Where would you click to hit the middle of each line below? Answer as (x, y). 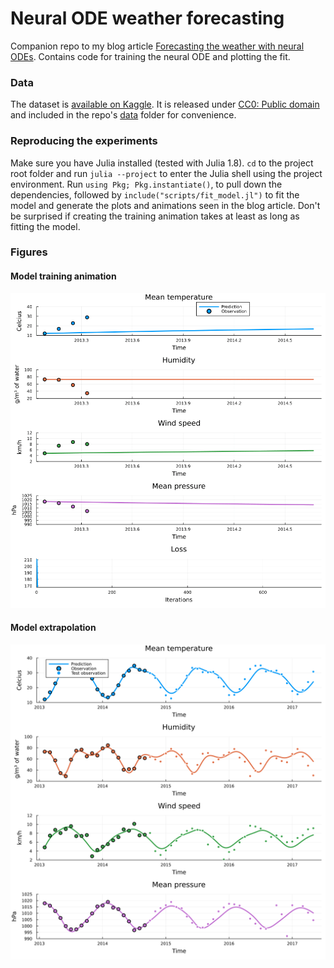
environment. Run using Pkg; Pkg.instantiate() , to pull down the (146, 184)
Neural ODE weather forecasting (147, 18)
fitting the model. (45, 226)
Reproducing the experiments (84, 141)
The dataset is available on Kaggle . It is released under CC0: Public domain (165, 104)
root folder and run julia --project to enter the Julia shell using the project (166, 173)
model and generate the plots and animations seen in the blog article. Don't (165, 205)
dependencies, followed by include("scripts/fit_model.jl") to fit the (155, 194)
